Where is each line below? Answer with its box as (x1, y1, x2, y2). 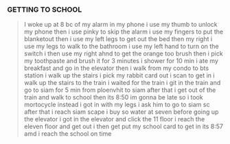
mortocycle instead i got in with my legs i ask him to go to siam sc (23, 101, 210, 109)
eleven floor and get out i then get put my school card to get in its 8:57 (23, 122, 223, 131)
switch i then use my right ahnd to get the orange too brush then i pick (23, 49, 223, 58)
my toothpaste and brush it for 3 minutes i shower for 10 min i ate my (23, 57, 218, 65)
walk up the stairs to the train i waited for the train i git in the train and (23, 79, 221, 87)
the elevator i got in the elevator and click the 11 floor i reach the (23, 115, 205, 123)
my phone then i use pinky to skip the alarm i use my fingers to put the (23, 27, 224, 36)
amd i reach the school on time (23, 130, 112, 138)
